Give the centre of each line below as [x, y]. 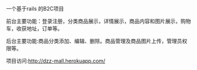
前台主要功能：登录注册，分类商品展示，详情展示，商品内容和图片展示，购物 [98, 21]
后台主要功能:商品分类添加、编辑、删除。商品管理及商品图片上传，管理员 [94, 41]
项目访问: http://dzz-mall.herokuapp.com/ [56, 61]
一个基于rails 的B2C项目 [35, 9]
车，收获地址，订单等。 [34, 29]
